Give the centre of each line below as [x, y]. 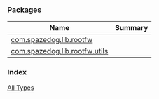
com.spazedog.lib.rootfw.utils [60, 51]
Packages [25, 10]
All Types [21, 87]
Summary [131, 28]
